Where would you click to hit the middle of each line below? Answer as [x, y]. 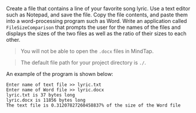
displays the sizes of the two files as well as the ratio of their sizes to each [97, 34]
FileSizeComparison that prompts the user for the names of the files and [94, 27]
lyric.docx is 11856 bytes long [46, 100]
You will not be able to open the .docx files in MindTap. [87, 51]
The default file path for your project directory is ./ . [83, 62]
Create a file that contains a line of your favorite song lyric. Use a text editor [98, 9]
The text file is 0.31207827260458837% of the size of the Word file [94, 105]
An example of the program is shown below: [60, 74]
